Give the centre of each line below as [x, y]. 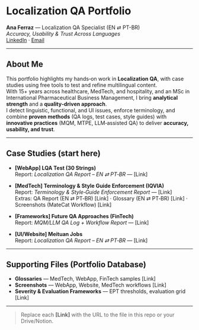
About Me [25, 65]
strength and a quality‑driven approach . [57, 104]
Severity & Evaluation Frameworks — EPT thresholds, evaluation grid [100, 291]
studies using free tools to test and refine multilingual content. [82, 85]
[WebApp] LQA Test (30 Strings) [55, 168]
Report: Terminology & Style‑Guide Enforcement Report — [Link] [93, 192]
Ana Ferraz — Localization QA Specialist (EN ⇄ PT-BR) [73, 27]
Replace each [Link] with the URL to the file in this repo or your [97, 315]
